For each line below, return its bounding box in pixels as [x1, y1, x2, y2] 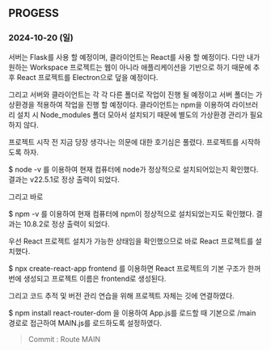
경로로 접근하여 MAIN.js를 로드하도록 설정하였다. [8, 318, 163, 328]
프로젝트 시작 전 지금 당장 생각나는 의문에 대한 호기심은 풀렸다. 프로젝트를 [8, 137, 239, 146]
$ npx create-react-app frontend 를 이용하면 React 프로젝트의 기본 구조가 [8, 263, 246, 273]
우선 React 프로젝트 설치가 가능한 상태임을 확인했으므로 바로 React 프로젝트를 [8, 236, 254, 246]
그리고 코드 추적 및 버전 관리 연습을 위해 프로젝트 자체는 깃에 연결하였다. [8, 290, 235, 300]
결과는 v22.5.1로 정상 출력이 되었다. [8, 174, 120, 184]
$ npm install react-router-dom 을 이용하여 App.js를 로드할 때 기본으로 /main [8, 307, 256, 318]
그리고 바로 [8, 192, 44, 201]
